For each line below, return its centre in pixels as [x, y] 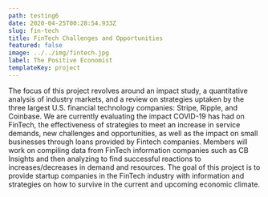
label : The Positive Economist [61, 61]
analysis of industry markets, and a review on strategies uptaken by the [126, 99]
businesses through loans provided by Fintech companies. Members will [128, 142]
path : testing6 [34, 16]
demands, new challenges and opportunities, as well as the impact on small [133, 133]
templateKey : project [45, 68]
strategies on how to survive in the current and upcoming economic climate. [134, 184]
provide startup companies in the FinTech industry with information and [126, 175]
